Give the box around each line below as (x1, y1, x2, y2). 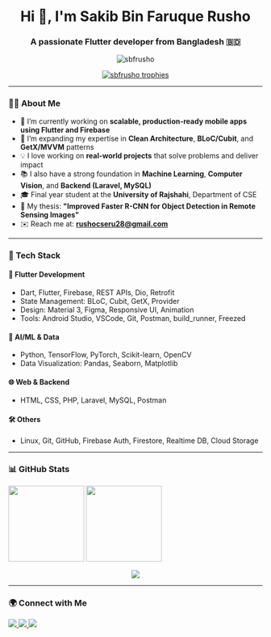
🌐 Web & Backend (8, 377, 70, 386)
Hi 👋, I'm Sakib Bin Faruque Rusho (19, 7, 252, 26)
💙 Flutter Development (8, 270, 85, 280)
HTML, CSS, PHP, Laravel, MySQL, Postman (19, 395, 167, 405)
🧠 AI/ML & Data (8, 331, 60, 342)
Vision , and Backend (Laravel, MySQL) (19, 180, 152, 190)
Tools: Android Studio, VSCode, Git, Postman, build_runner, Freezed (19, 313, 246, 323)
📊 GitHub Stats (8, 464, 70, 475)
